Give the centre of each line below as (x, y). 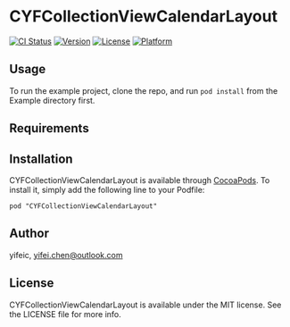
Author (29, 234)
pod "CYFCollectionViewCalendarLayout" (83, 206)
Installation (41, 159)
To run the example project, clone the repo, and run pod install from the (144, 90)
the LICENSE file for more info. (66, 314)
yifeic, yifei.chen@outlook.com (66, 255)
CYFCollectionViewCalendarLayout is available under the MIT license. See (145, 305)
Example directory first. (52, 100)
